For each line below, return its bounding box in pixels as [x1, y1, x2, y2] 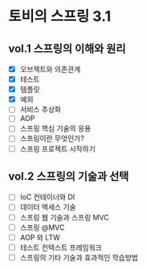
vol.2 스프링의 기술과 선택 [8, 169, 129, 183]
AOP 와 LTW [19, 232, 60, 242]
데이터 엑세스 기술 [19, 202, 76, 212]
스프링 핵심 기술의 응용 [19, 123, 91, 133]
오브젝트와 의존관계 [19, 65, 81, 74]
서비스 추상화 [19, 105, 62, 115]
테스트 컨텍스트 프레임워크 [19, 242, 103, 252]
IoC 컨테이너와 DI [19, 192, 75, 202]
